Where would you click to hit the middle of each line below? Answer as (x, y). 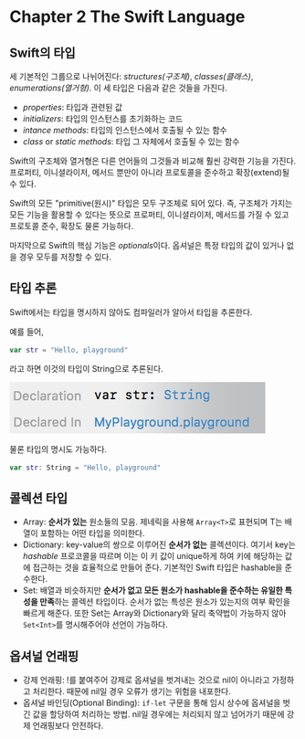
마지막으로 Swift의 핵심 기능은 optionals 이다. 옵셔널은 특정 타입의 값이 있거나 (147, 245)
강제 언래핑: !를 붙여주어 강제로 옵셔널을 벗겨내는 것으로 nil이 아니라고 (146, 680)
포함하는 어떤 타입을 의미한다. (92, 533)
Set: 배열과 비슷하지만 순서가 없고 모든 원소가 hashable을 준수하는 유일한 (152, 590)
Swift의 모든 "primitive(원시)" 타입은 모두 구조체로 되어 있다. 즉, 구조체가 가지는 (151, 203)
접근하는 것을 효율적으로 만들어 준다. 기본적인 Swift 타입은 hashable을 (158, 567)
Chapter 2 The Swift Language (127, 17)
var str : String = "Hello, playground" (85, 468)
